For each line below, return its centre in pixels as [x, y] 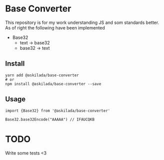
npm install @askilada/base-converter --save [53, 84]
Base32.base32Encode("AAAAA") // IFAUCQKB [50, 119]
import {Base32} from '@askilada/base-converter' [58, 111]
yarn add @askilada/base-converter [42, 75]
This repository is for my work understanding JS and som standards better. [82, 22]
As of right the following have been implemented [55, 27]
